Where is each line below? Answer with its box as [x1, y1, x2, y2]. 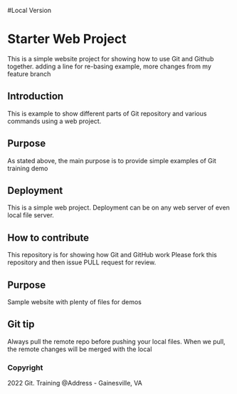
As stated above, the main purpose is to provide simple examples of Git [7, 156, 217, 165]
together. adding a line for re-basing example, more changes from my [7, 62, 212, 71]
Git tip [7, 318, 35, 331]
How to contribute [7, 232, 90, 244]
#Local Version [7, 6, 52, 14]
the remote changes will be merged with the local [7, 345, 152, 353]
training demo [7, 164, 48, 172]
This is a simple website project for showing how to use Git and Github [7, 54, 214, 63]
